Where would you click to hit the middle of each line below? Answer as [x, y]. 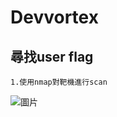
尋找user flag [52, 56]
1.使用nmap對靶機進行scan [59, 82]
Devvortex [54, 17]
